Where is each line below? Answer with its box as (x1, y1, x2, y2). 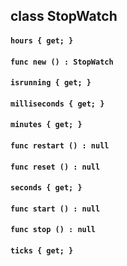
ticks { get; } (10, 245, 74, 256)
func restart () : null (10, 140, 110, 151)
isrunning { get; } (10, 78, 92, 88)
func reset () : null (10, 162, 101, 172)
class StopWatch (10, 8, 118, 25)
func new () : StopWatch (10, 57, 114, 67)
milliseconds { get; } (10, 99, 105, 109)
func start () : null (10, 204, 101, 214)
